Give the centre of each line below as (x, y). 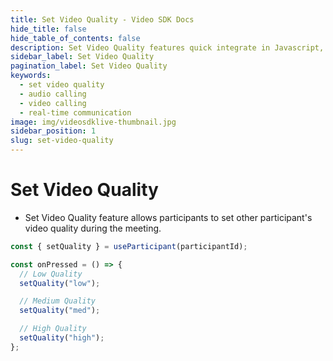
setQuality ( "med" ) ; (60, 311)
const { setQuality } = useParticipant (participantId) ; (129, 246)
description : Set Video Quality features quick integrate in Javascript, (167, 47)
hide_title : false (48, 29)
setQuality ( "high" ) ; (62, 338)
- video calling (53, 103)
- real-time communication (75, 112)
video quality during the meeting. (93, 228)
